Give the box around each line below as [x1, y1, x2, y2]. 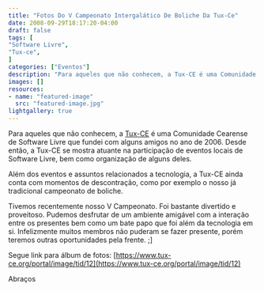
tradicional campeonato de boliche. [8, 187, 124, 195]
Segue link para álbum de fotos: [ [8, 251, 116, 259]
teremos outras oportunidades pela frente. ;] [8, 235, 153, 244]
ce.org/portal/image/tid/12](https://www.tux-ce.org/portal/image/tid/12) [8, 259, 241, 268]
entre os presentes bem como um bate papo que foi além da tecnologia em [8, 218, 254, 228]
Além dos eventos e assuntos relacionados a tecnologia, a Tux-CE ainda [8, 169, 243, 179]
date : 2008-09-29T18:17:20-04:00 [8, 19, 119, 27]
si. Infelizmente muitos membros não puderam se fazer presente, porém [8, 227, 243, 236]
